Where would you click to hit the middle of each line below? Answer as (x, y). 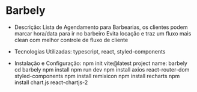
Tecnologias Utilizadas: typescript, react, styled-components (90, 51)
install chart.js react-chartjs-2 (51, 82)
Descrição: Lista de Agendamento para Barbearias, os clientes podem (101, 27)
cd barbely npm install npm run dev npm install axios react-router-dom (102, 69)
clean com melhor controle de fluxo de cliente (71, 40)
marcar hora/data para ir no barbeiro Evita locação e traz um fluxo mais (103, 33)
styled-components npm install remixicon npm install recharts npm (97, 76)
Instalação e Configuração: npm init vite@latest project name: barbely (101, 63)
